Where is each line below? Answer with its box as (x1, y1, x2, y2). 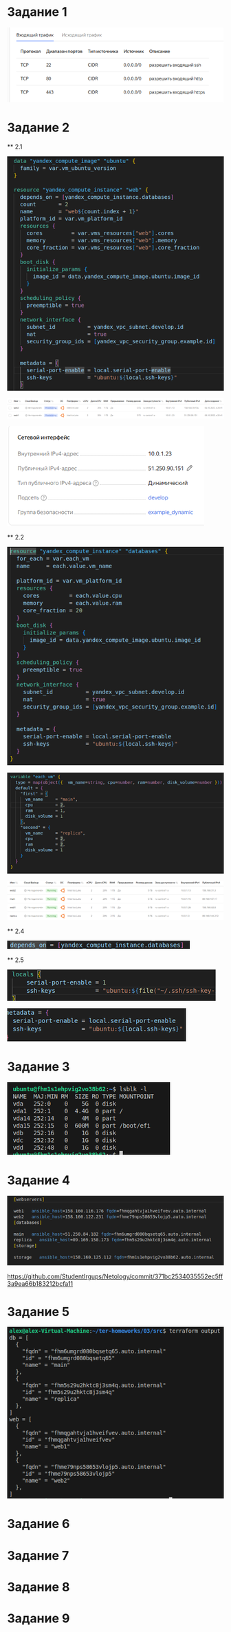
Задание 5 (7, 1304, 70, 1320)
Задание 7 (7, 1547, 69, 1563)
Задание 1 (7, 4, 67, 20)
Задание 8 (7, 1579, 70, 1595)
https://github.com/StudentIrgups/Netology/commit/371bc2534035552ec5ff (7, 1272, 223, 1280)
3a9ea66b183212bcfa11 (7, 1280, 74, 1288)
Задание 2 (7, 120, 70, 135)
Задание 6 (7, 1516, 70, 1532)
